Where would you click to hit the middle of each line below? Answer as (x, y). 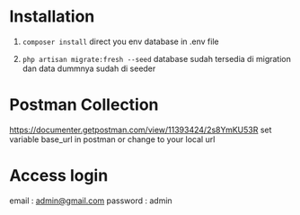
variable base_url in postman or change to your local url (112, 139)
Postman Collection (84, 105)
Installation (52, 17)
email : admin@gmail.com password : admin (91, 201)
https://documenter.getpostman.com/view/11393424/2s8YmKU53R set (141, 130)
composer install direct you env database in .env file (120, 41)
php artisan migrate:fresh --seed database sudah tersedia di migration (157, 58)
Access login (59, 176)
